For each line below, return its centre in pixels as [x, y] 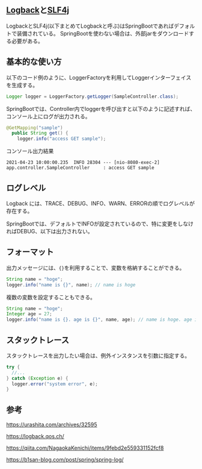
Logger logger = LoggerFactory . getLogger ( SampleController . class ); [93, 96]
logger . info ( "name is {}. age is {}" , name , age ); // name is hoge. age [99, 320]
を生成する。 [22, 85]
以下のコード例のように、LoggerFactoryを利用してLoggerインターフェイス [99, 77]
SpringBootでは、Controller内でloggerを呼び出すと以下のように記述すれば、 [101, 109]
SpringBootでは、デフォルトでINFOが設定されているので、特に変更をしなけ [100, 224]
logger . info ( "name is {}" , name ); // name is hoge [71, 285]
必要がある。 [27, 41]
